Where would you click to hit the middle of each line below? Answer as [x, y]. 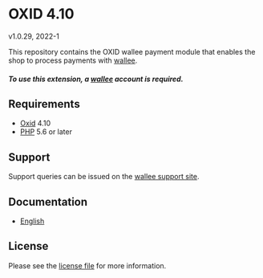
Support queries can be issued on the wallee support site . [104, 177]
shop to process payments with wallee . [73, 60]
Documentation [48, 202]
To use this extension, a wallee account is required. [96, 79]
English [32, 221]
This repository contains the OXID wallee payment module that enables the [132, 51]
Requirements [44, 104]
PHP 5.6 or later [46, 132]
